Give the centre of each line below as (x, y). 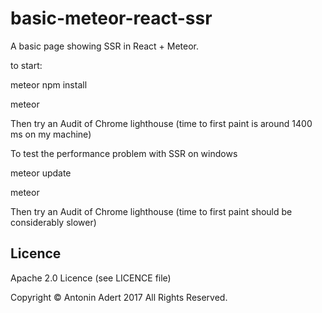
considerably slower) (53, 222)
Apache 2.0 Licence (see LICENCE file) (91, 278)
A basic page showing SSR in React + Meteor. (105, 46)
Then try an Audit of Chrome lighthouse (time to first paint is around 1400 (161, 123)
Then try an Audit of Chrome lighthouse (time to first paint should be (151, 211)
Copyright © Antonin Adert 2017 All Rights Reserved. (119, 297)
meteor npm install (49, 84)
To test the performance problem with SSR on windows (124, 153)
